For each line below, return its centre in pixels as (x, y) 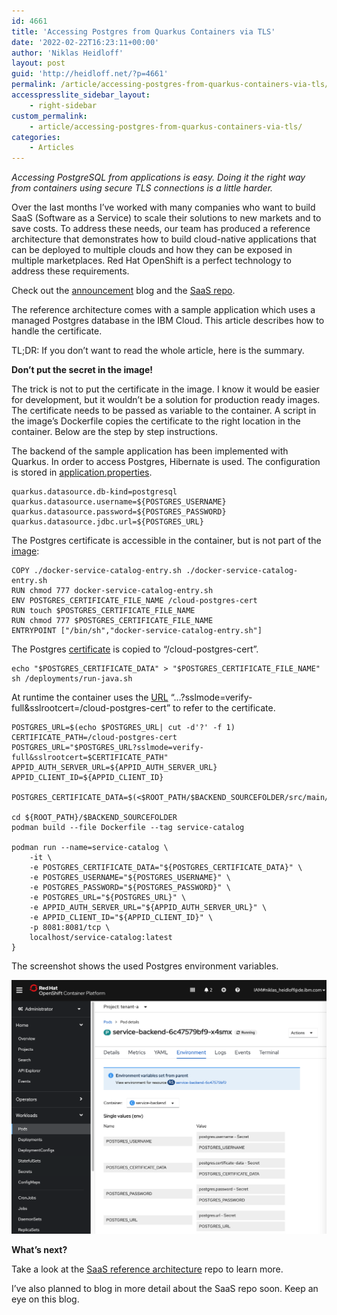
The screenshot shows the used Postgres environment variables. (145, 966)
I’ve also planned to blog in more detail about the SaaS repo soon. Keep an (165, 1289)
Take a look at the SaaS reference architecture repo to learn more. (147, 1269)
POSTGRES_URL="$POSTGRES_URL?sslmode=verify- (107, 748)
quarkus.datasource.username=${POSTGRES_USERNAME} (119, 502)
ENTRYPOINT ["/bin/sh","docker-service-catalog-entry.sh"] (137, 631)
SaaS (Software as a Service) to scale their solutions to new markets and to (166, 218)
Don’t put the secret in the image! (82, 370)
